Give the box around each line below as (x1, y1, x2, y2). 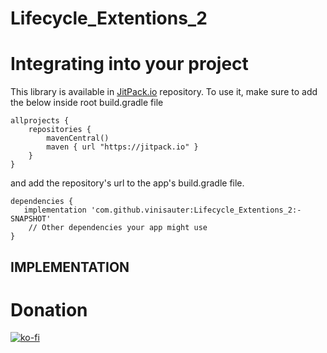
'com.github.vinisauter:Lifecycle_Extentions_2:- (90, 205, 302, 216)
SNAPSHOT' (10, 214, 52, 224)
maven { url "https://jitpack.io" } (46, 142, 199, 152)
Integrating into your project (10, 53, 249, 76)
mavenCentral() (46, 133, 110, 144)
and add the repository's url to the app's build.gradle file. (10, 177, 245, 189)
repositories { (28, 125, 92, 135)
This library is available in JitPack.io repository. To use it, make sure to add (10, 86, 318, 98)
